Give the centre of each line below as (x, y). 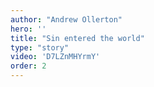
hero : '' (28, 29)
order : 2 (28, 66)
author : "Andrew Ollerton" (66, 19)
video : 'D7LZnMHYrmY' (55, 57)
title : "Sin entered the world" (77, 38)
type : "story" (40, 47)
